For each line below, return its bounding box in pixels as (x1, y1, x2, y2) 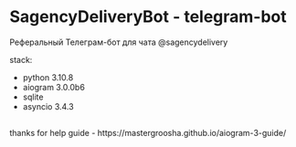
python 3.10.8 (22, 71, 74, 83)
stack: (9, 54, 33, 65)
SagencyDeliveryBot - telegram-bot (9, 6, 288, 27)
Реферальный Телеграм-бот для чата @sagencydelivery (9, 37, 228, 47)
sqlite (22, 91, 44, 102)
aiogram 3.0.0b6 (22, 81, 85, 92)
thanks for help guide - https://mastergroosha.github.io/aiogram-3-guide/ (9, 128, 287, 139)
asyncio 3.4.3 (22, 100, 75, 111)
